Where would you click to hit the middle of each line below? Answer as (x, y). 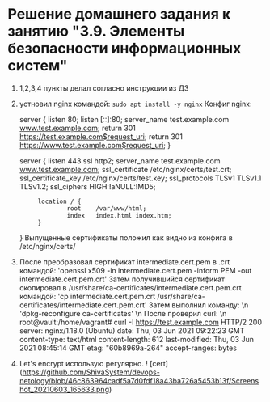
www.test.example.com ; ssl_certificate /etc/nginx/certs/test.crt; (125, 169)
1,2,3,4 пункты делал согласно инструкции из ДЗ (104, 88)
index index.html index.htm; (119, 215)
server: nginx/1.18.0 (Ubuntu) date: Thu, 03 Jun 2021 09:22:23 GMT (132, 330)
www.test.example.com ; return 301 (78, 128)
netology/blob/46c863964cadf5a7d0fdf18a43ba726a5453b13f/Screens (139, 380)
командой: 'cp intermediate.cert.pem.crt (87, 296)
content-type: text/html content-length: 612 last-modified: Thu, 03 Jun (136, 339)
